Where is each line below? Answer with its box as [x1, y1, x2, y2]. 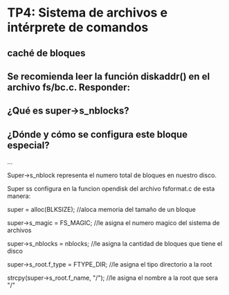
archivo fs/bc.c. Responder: [7, 81, 130, 93]
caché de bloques [7, 47, 86, 59]
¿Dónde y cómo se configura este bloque [7, 128, 188, 140]
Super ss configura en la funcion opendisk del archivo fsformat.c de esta [7, 185, 215, 193]
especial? [7, 139, 50, 151]
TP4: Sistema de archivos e [7, 5, 168, 21]
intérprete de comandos [7, 19, 149, 35]
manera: [7, 192, 31, 200]
